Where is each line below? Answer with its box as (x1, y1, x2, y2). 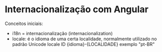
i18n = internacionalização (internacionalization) (12, 30, 113, 36)
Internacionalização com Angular (5, 4, 149, 15)
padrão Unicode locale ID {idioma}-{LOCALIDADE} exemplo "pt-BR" (12, 41, 155, 47)
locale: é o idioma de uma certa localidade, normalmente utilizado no (12, 36, 157, 42)
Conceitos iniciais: (5, 20, 43, 27)
